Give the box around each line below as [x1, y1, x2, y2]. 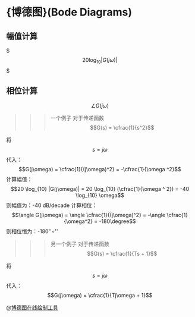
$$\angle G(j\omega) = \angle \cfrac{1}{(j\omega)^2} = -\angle [11, 211, 165, 218]
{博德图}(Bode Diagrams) [6, 5, 133, 19]
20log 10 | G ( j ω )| [82, 57, 118, 65]
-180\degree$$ [99, 218, 136, 225]
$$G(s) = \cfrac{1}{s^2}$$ [90, 124, 155, 131]
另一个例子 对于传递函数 [50, 240, 110, 247]
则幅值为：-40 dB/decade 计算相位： [6, 202, 97, 209]
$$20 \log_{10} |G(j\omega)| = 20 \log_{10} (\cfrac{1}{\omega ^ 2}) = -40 [10, 185, 190, 192]
